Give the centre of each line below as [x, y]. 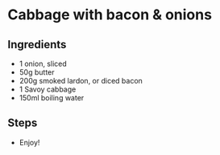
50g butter [37, 72]
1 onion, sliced [43, 63]
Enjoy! [29, 142]
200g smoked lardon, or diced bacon [81, 81]
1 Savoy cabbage [48, 89]
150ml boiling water [52, 98]
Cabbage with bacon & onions [110, 15]
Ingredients [37, 45]
